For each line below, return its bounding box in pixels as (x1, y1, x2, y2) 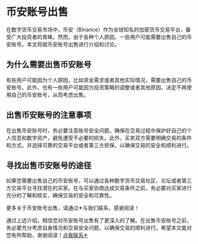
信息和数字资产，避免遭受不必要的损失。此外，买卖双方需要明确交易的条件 (11, 134, 192, 141)
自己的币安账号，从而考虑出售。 (11, 91, 89, 98)
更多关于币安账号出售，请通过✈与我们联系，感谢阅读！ (6, 205, 140, 212)
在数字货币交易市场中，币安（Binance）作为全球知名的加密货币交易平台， (6, 26, 186, 33)
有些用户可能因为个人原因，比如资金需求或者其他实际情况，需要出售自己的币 (6, 76, 192, 83)
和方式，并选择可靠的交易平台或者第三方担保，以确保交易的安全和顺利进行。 (6, 141, 192, 149)
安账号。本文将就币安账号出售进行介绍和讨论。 (6, 41, 120, 48)
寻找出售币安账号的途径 (6, 160, 91, 170)
